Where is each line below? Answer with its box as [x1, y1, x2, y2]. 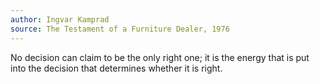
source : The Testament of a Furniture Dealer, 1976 [10, 24, 230, 34]
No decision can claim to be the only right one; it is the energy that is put [10, 51, 310, 63]
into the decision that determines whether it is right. [10, 62, 223, 74]
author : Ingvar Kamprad [10, 14, 110, 25]
